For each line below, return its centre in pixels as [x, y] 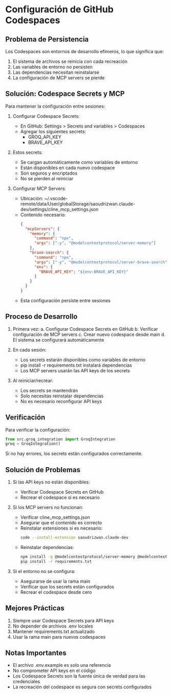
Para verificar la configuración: [38, 430]
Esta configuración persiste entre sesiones [66, 300]
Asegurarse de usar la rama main [55, 581]
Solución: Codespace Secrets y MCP [65, 94]
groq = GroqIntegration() [33, 444]
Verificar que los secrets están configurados [67, 586]
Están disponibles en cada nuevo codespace [68, 167]
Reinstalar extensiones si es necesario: [61, 528]
